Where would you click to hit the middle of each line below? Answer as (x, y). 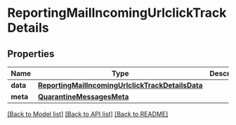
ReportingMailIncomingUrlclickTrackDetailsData (120, 85)
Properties (31, 54)
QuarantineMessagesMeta (83, 97)
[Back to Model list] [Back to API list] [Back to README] (88, 114)
